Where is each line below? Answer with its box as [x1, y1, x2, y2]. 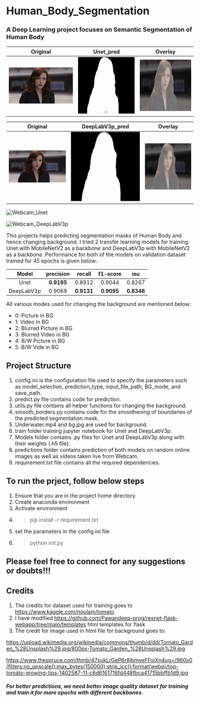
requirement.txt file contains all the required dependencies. [14, 458, 161, 466]
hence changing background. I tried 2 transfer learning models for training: [6, 238, 190, 245]
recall [77, 270, 91, 277]
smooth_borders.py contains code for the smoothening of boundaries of [14, 408, 192, 415]
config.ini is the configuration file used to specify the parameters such [14, 376, 187, 383]
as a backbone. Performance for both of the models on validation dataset [6, 251, 186, 258]
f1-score [98, 270, 122, 277]
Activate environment [14, 504, 68, 511]
